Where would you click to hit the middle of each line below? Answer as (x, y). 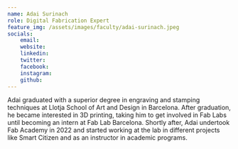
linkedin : (35, 54)
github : (31, 80)
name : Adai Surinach (38, 14)
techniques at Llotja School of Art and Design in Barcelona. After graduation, (119, 108)
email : (30, 40)
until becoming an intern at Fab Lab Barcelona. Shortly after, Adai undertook (119, 123)
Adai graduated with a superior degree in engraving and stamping (104, 100)
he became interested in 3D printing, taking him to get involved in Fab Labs (117, 115)
